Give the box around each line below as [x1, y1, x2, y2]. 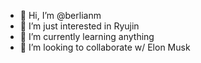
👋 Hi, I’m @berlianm [19, 10, 102, 21]
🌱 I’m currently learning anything [19, 31, 155, 42]
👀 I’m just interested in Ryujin [19, 20, 140, 32]
